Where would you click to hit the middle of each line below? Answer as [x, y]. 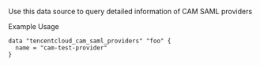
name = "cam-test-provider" [62, 48]
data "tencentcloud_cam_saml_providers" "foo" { [90, 41]
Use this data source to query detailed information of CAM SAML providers [130, 11]
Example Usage [34, 26]
